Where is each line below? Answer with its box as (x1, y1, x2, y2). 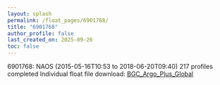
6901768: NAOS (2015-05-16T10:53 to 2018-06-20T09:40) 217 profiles (7, 63, 214, 70)
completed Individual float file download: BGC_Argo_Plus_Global (7, 70, 194, 78)
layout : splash (7, 10, 52, 18)
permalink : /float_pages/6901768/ (7, 17, 109, 24)
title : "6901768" (7, 23, 59, 30)
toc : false (7, 43, 39, 50)
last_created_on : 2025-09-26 (7, 37, 93, 44)
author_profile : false (7, 30, 74, 37)
